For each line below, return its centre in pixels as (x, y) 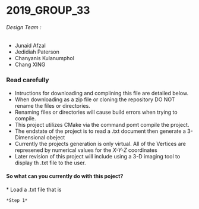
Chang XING (30, 65)
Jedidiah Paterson (37, 52)
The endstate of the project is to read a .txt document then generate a (100, 131)
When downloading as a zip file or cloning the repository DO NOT (95, 99)
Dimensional (30, 137)
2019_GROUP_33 (48, 10)
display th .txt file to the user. (50, 163)
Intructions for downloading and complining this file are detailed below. (102, 93)
